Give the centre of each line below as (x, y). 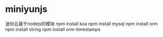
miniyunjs (26, 9)
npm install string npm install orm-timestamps (53, 29)
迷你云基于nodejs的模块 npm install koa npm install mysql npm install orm (82, 23)
